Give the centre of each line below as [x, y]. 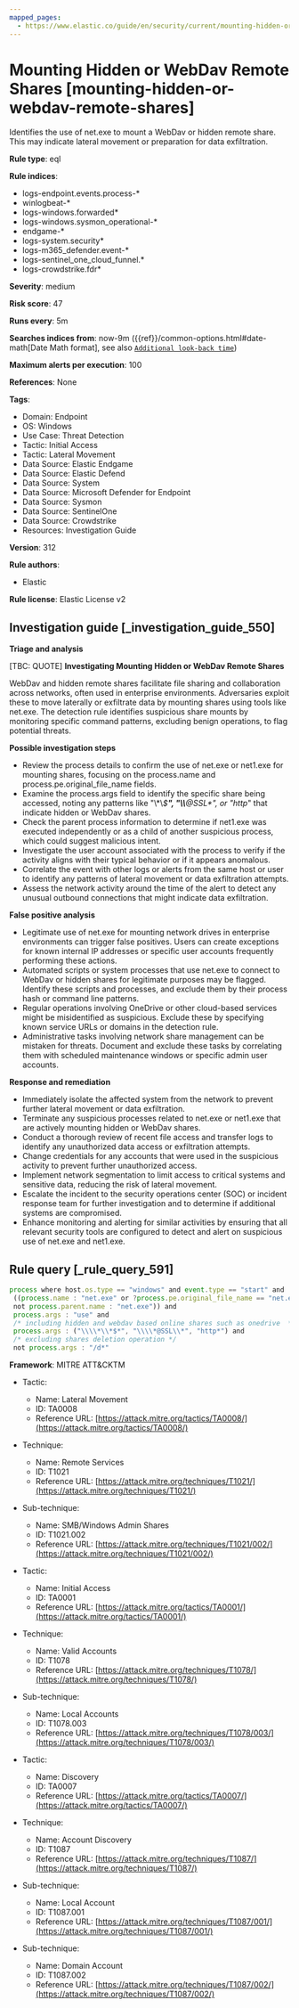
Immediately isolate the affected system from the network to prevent [148, 1099]
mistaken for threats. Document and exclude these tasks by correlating [152, 1046]
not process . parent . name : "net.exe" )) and [95, 1306]
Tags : [20, 400]
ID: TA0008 [57, 1409]
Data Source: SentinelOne [69, 511]
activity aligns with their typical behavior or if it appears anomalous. [146, 860]
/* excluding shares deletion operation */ [95, 1340]
